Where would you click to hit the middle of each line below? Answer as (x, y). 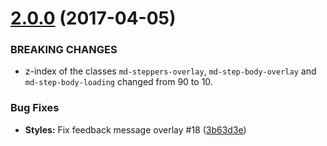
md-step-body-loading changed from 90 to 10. (118, 82)
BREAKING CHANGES (64, 50)
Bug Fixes (35, 108)
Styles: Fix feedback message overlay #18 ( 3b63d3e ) (135, 129)
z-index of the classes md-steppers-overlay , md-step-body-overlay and (170, 71)
